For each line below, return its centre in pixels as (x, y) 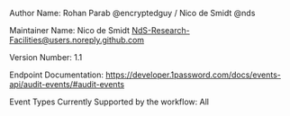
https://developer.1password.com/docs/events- (194, 75)
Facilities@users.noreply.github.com (77, 40)
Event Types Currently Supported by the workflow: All (109, 102)
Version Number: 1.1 (46, 57)
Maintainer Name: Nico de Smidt (70, 30)
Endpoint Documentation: (57, 75)
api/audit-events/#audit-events (67, 84)
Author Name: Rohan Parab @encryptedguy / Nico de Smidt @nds (132, 13)
